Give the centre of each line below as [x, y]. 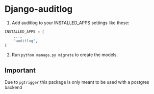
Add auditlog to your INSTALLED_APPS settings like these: [70, 23]
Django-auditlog [39, 9]
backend [13, 88]
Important [20, 70]
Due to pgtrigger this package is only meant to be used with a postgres [77, 82]
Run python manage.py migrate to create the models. [65, 55]
